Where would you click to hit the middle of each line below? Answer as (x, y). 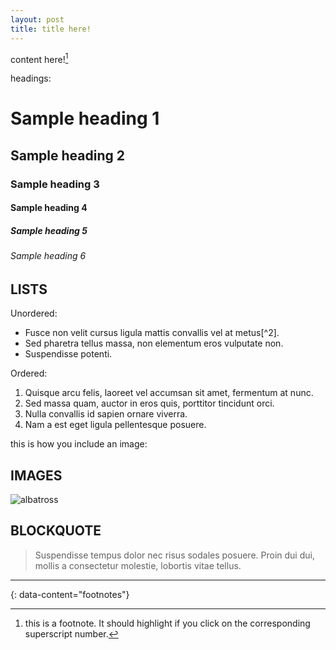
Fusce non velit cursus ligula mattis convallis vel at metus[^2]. (152, 333)
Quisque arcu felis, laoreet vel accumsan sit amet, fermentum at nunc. (169, 393)
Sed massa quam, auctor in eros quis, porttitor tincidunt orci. (149, 403)
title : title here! (51, 29)
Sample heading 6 (48, 256)
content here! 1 (39, 58)
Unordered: (34, 313)
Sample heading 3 (55, 184)
